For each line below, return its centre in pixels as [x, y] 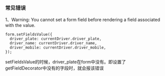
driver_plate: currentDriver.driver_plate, [55, 39]
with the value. [20, 25]
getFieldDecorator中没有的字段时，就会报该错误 [54, 68]
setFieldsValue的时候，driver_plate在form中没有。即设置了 [65, 62]
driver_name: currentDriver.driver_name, [53, 43]
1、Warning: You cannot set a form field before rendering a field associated [83, 20]
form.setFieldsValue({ [29, 34]
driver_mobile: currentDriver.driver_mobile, [58, 48]
